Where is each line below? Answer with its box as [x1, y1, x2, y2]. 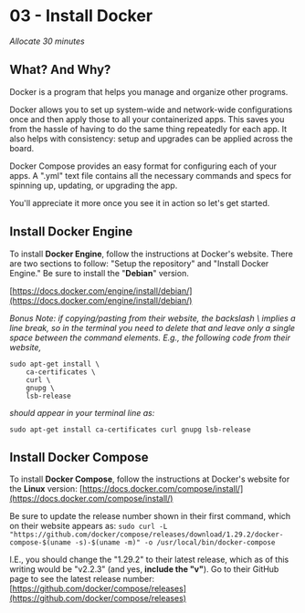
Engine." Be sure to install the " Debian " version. [9, 267, 189, 278]
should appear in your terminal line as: [9, 407, 155, 418]
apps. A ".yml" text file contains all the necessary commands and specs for [9, 170, 292, 181]
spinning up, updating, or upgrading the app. [9, 180, 178, 191]
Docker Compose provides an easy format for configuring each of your [9, 161, 277, 171]
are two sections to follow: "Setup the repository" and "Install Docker [9, 257, 269, 269]
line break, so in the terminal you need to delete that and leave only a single [9, 322, 295, 333]
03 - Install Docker [9, 5, 153, 26]
